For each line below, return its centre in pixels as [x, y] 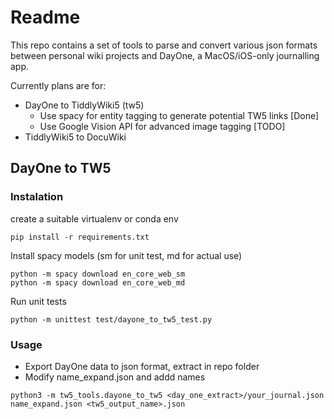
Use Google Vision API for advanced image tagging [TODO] [162, 126]
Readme [45, 17]
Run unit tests [38, 301]
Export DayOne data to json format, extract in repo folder [142, 366]
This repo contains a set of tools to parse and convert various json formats [164, 45]
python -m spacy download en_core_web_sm [98, 274]
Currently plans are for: [58, 85]
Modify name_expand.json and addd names [115, 377]
